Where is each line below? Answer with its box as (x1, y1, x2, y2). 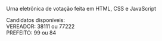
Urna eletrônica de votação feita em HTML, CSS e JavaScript (6, 5, 157, 12)
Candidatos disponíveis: (6, 17, 66, 23)
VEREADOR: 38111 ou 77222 (6, 23, 75, 30)
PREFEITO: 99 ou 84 (6, 29, 57, 36)
